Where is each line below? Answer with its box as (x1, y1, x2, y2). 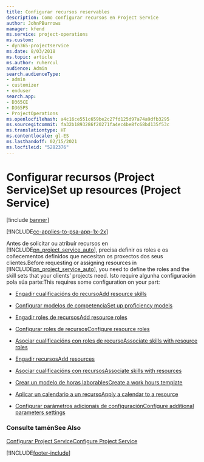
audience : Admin (6, 65, 47, 72)
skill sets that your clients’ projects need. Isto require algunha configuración (6, 272, 196, 279)
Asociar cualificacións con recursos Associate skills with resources (15, 367, 182, 374)
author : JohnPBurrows (6, 20, 61, 26)
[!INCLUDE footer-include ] (6, 449, 71, 457)
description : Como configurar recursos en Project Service (6, 15, 159, 21)
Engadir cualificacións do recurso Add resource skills (15, 290, 147, 297)
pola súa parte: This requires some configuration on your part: (6, 278, 160, 286)
